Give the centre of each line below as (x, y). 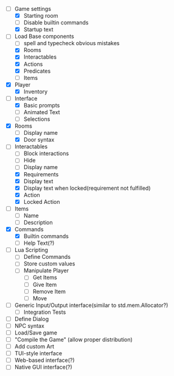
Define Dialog (32, 319)
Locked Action (42, 201)
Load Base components (44, 37)
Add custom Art (34, 347)
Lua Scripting (31, 250)
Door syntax (39, 140)
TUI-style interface (38, 353)
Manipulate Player (46, 270)
